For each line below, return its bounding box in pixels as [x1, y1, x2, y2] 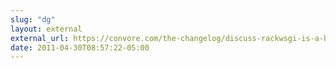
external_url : [10, 33, 70, 43]
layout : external [10, 24, 83, 34]
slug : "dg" [10, 14, 56, 25]
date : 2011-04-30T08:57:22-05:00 [10, 42, 150, 53]
